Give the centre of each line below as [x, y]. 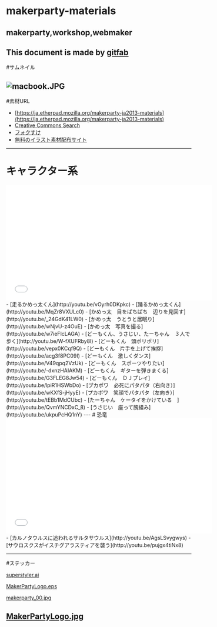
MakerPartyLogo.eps [32, 586]
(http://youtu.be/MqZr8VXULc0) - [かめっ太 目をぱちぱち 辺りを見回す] [96, 312]
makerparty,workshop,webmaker [69, 33]
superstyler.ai [23, 575]
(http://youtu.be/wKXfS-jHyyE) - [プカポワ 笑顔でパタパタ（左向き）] [90, 393]
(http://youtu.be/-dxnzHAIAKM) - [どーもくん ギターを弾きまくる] [87, 371]
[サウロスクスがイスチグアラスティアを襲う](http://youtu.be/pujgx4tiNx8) [95, 545]
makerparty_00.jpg [29, 598]
